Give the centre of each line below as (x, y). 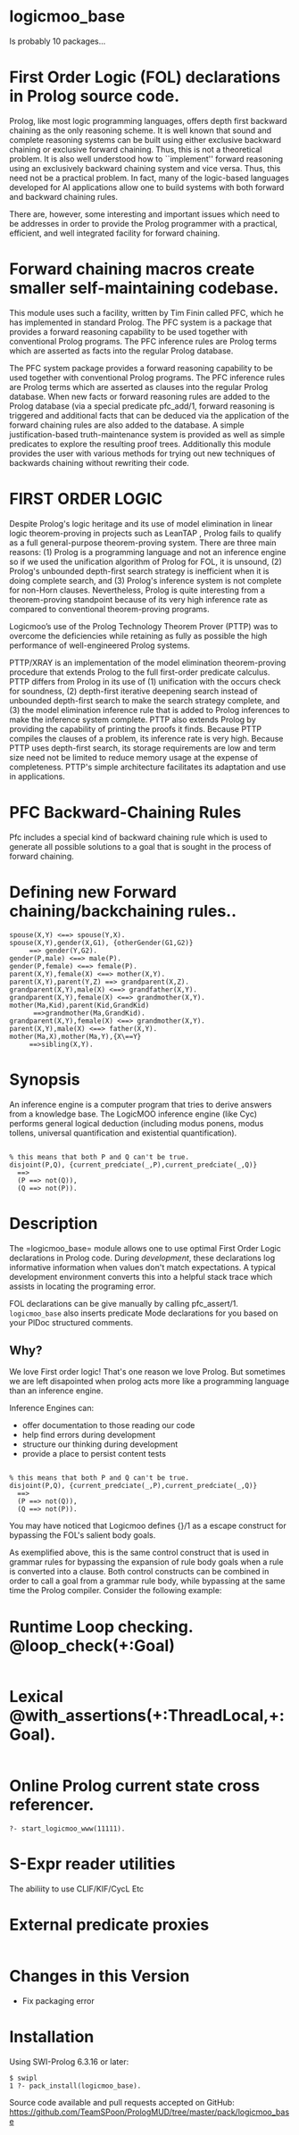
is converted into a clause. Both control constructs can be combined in (139, 1572)
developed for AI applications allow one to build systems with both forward (147, 187)
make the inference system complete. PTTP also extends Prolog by (133, 719)
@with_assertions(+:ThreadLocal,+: (147, 1716)
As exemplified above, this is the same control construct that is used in (139, 1553)
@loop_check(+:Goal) (92, 1645)
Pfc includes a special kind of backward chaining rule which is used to (138, 837)
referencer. (52, 1805)
